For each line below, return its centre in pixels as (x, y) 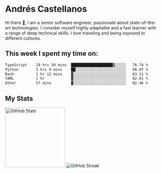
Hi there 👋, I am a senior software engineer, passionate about (67, 23)
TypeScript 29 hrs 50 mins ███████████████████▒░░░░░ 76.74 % (77, 65)
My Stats (19, 98)
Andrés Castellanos (46, 9)
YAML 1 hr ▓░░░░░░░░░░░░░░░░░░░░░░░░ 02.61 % (77, 79)
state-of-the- (143, 23)
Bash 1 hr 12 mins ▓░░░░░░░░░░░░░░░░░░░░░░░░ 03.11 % (77, 74)
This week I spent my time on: (52, 54)
